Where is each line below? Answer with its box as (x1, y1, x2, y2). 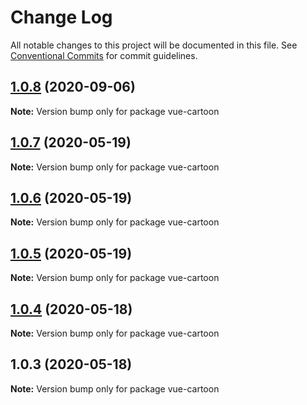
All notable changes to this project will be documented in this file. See (10, 39, 298, 51)
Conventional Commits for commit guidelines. (10, 49, 198, 61)
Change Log (10, 6, 113, 29)
